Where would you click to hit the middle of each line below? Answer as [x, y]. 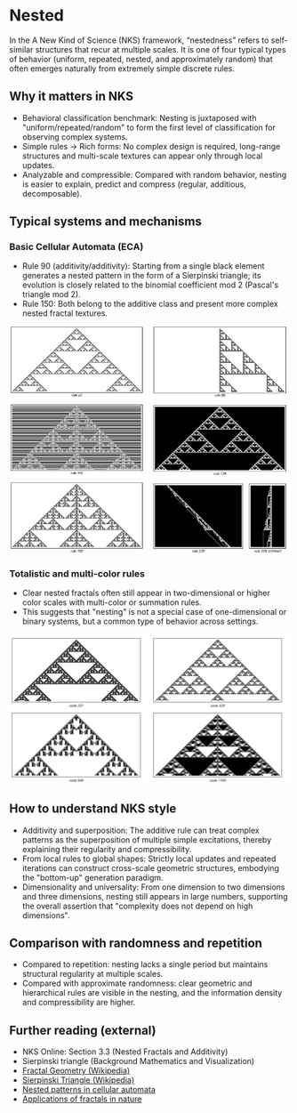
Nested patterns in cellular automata [88, 1090]
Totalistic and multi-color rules [77, 573]
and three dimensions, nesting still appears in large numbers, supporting [155, 896]
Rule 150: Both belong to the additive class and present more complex [150, 304]
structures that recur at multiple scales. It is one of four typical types [161, 49]
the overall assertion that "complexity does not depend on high [137, 906]
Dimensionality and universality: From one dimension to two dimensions [153, 887]
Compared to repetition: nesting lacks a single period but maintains [145, 964]
